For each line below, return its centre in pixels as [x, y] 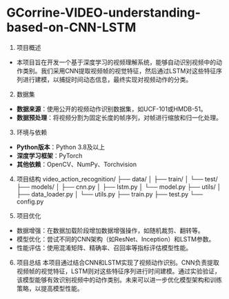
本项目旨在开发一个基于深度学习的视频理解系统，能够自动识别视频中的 [116, 62]
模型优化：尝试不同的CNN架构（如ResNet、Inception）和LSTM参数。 [116, 239]
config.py [30, 201]
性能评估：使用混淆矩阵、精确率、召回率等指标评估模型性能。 [104, 248]
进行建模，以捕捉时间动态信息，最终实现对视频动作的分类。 [107, 79]
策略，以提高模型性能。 [50, 288]
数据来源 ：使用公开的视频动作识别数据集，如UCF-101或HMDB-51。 [112, 109]
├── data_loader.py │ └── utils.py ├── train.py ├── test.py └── [110, 194]
